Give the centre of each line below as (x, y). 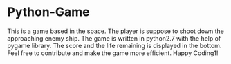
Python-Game (48, 12)
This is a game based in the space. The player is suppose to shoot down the (116, 31)
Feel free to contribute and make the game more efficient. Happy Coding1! (113, 53)
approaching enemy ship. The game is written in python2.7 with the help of (114, 38)
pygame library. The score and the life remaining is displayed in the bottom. (114, 45)
